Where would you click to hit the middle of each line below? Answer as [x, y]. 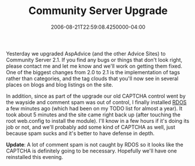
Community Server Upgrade [98, 11]
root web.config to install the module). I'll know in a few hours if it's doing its [98, 120]
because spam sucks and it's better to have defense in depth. [80, 133]
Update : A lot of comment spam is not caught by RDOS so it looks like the [95, 144]
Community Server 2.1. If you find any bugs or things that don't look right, [94, 60]
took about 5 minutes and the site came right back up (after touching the [93, 115]
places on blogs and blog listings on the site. [60, 84]
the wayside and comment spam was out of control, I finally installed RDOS [96, 102]
